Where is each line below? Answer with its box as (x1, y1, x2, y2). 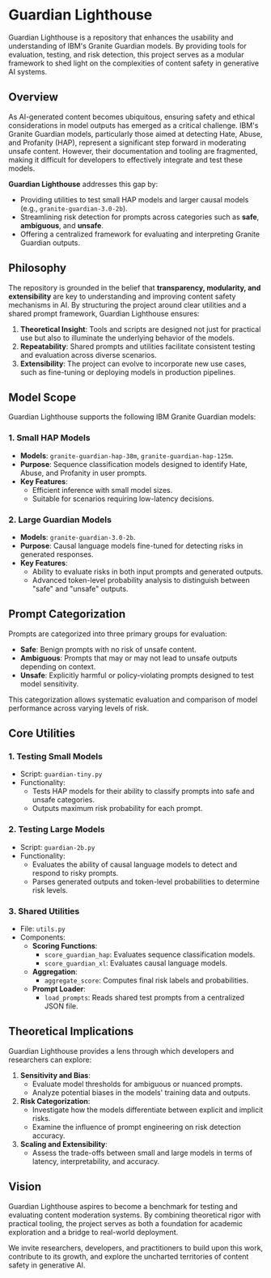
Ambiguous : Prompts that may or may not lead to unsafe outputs (19, 653, 238, 663)
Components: (19, 932, 66, 942)
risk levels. (32, 885, 69, 895)
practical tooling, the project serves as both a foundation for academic (8, 1218, 243, 1228)
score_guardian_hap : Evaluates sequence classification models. (44, 949, 256, 960)
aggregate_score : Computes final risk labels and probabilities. (44, 975, 249, 985)
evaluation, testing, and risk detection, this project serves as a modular (8, 49, 244, 59)
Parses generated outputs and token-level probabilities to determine (32, 877, 260, 886)
